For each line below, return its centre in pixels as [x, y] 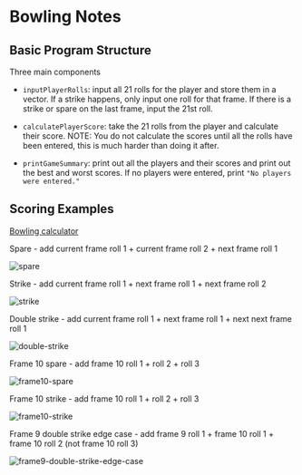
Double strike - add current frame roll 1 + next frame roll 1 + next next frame [151, 318]
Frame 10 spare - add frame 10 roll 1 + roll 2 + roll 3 [104, 364]
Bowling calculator [44, 231]
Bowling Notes [65, 17]
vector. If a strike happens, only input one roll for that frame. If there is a [157, 99]
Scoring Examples [62, 209]
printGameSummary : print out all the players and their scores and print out [156, 163]
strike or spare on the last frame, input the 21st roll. [117, 109]
